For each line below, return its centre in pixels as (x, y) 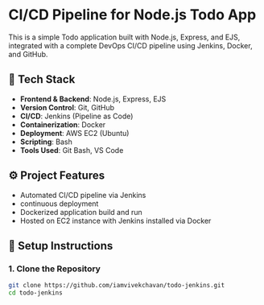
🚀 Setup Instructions (61, 246)
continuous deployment (59, 204)
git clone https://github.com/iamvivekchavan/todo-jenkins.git (117, 286)
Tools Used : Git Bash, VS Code (72, 150)
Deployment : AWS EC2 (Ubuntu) (74, 133)
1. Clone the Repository (54, 269)
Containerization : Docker (63, 124)
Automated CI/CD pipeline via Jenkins (83, 195)
